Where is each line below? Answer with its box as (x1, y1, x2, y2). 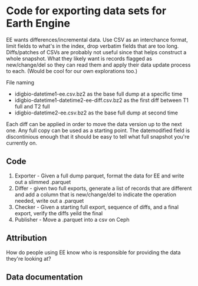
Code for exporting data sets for (6, 4, 167, 18)
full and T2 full (14, 103, 50, 110)
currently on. (6, 139, 37, 146)
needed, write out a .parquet (14, 197, 84, 204)
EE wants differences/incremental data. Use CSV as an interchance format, (6, 36, 189, 43)
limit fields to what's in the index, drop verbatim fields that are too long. (6, 42, 179, 50)
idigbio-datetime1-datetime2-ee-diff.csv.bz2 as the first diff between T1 (14, 96, 189, 104)
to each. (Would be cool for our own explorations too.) (6, 67, 138, 74)
